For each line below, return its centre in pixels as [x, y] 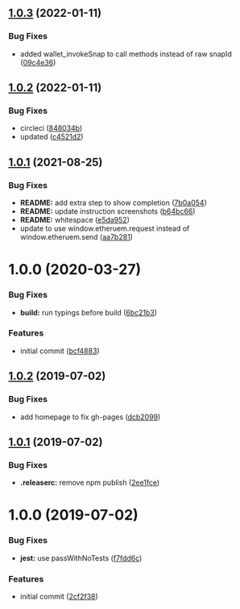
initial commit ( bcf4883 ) [60, 351]
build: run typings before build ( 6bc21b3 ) [89, 312]
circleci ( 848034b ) [51, 128]
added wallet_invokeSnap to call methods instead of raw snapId [126, 54]
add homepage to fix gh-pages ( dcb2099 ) [90, 417]
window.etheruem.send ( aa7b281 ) [76, 237]
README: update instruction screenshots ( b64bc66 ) [108, 211]
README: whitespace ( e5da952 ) [75, 220]
